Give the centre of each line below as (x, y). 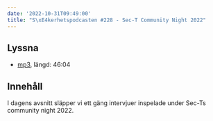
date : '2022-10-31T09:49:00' (49, 13)
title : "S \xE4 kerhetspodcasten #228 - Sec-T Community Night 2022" (107, 20)
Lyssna (23, 48)
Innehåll (25, 86)
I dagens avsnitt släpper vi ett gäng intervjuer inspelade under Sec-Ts (106, 103)
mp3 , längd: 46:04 (44, 65)
